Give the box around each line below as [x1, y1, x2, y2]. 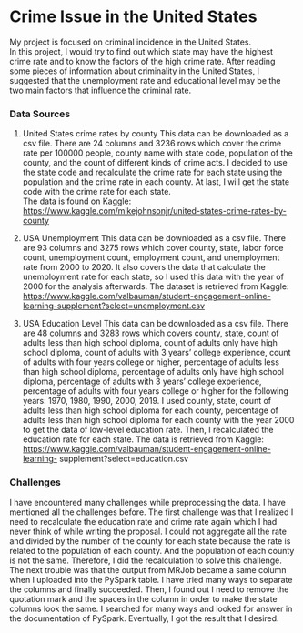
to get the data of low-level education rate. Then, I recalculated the [22, 425, 274, 436]
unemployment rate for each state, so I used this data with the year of [22, 271, 285, 283]
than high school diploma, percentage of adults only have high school [22, 367, 285, 377]
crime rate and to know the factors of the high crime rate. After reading [9, 55, 276, 66]
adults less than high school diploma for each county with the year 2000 [22, 415, 295, 426]
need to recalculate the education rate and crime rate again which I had [9, 516, 278, 527]
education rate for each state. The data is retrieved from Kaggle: [22, 434, 264, 445]
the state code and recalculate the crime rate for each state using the [22, 166, 283, 178]
